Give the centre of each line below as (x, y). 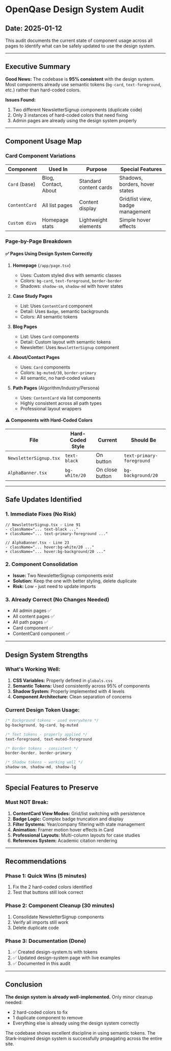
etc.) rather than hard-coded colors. (43, 90)
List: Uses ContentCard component (56, 306)
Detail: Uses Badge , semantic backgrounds (64, 311)
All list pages (57, 205)
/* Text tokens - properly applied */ (46, 734)
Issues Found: (21, 100)
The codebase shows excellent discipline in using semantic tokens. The (80, 1033)
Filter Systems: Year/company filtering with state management (79, 824)
